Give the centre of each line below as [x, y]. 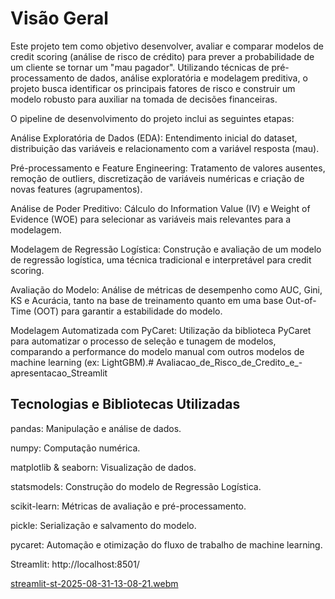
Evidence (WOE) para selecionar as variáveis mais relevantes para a [151, 219]
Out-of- [301, 300]
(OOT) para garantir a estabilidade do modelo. [128, 311]
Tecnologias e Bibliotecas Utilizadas [125, 404]
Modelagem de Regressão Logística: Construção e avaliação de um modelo [166, 249]
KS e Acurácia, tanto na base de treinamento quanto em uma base [147, 300]
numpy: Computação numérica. [75, 448]
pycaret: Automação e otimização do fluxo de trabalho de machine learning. [166, 544]
